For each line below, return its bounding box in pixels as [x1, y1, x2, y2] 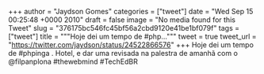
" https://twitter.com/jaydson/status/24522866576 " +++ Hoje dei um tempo [8, 40, 254, 50]
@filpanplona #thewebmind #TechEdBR [8, 57, 139, 66]
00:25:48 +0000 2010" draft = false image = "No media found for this [8, 15, 236, 24]
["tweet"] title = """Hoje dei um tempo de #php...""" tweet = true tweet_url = [8, 31, 257, 41]
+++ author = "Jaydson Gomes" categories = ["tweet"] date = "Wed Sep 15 [8, 7, 254, 16]
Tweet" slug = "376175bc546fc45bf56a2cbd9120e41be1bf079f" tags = [8, 24, 240, 32]
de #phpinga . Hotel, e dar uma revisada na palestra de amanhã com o [8, 49, 238, 57]
